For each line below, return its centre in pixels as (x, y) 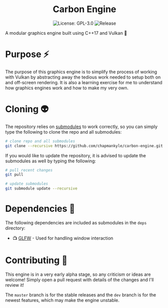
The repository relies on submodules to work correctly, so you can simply (81, 127)
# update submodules (27, 184)
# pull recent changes (29, 170)
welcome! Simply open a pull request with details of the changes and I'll (80, 280)
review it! (15, 285)
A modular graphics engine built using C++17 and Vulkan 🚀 (66, 33)
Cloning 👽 (27, 109)
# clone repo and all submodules (40, 141)
